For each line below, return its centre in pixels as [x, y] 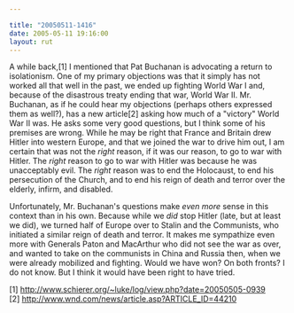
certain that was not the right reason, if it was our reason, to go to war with [146, 152]
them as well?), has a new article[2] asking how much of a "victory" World [144, 114]
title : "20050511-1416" [53, 25]
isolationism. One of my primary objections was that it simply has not [135, 76]
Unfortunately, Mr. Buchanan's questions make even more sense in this [139, 207]
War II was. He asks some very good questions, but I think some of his [137, 123]
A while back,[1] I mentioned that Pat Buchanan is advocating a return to [141, 67]
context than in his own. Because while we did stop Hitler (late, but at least [145, 216]
